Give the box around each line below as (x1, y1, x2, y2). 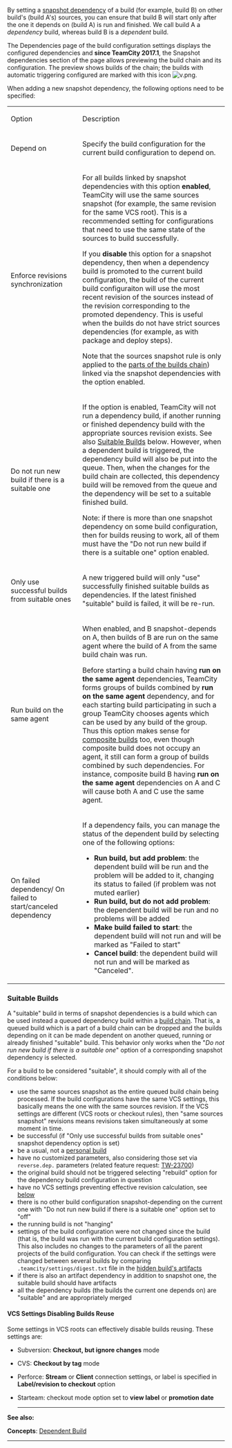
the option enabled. (82, 377, 146, 386)
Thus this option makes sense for (82, 726, 191, 735)
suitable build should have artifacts (17, 1279, 117, 1287)
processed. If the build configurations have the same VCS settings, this (17, 1095, 220, 1103)
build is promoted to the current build (82, 267, 203, 276)
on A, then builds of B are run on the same (82, 633, 219, 642)
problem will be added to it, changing (94, 870, 214, 880)
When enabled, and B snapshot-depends (82, 624, 217, 633)
